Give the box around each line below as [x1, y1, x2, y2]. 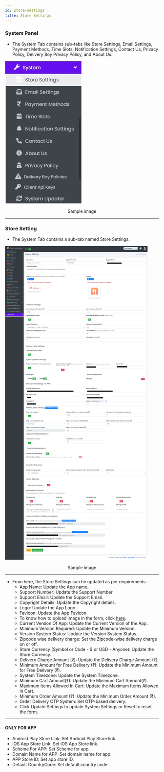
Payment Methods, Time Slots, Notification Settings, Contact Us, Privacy [12, 46, 159, 52]
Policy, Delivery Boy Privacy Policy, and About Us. [12, 51, 113, 57]
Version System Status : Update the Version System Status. [19, 631, 138, 637]
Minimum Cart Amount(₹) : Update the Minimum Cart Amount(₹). [19, 678, 148, 684]
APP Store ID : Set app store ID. [12, 756, 74, 762]
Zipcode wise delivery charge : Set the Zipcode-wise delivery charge [19, 636, 158, 642]
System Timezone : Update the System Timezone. [19, 672, 119, 678]
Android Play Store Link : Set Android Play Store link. [12, 736, 117, 742]
